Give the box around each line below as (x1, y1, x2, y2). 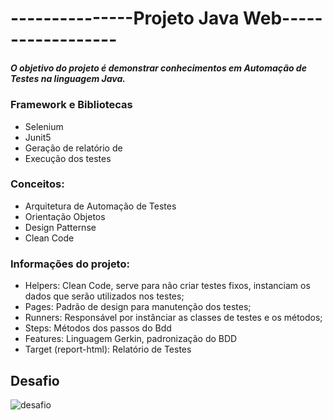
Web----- (243, 7, 323, 30)
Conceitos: (10, 177, 65, 191)
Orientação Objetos (24, 210, 106, 222)
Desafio (10, 372, 60, 389)
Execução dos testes (24, 152, 112, 164)
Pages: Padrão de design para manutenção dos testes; (24, 301, 252, 313)
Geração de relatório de (24, 142, 123, 154)
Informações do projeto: (10, 257, 130, 271)
